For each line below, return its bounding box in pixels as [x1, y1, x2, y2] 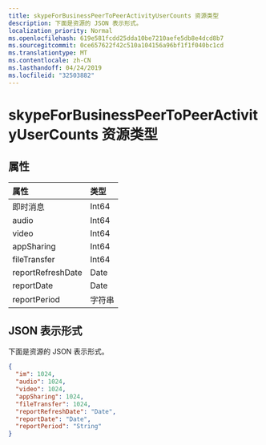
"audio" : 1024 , [15, 378, 66, 386]
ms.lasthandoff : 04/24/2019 [8, 64, 103, 72]
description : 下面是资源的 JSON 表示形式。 [8, 19, 143, 27]
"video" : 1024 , [15, 386, 66, 394]
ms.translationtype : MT [8, 49, 88, 57]
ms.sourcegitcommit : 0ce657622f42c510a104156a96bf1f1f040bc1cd [8, 42, 224, 50]
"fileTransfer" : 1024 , [15, 400, 91, 408]
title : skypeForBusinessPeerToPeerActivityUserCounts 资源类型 [8, 11, 219, 20]
